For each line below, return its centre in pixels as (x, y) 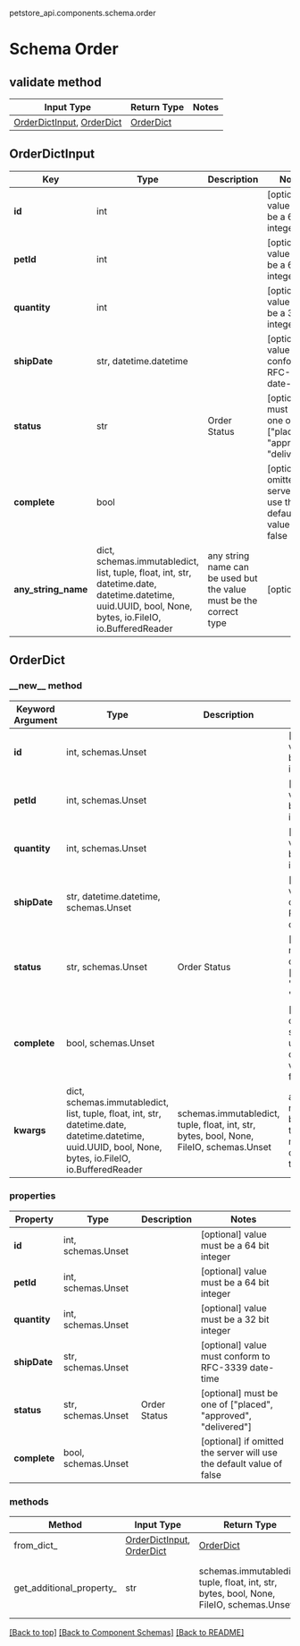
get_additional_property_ (66, 1588)
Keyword (36, 709)
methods (29, 1501)
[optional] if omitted (242, 1441)
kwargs (30, 1130)
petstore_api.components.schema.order (83, 13)
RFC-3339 (224, 1367)
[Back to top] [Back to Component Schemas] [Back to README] (127, 1633)
